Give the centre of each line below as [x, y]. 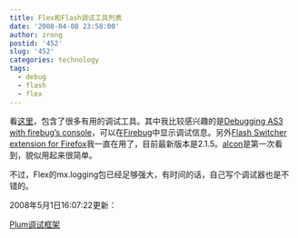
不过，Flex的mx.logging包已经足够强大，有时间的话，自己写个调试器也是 [145, 174]
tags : [20, 69]
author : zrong [36, 35]
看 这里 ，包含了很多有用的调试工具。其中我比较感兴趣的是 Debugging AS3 [146, 121]
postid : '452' [36, 43]
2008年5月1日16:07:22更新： [63, 204]
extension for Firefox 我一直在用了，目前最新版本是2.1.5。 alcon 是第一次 [142, 144]
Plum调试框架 [35, 224]
